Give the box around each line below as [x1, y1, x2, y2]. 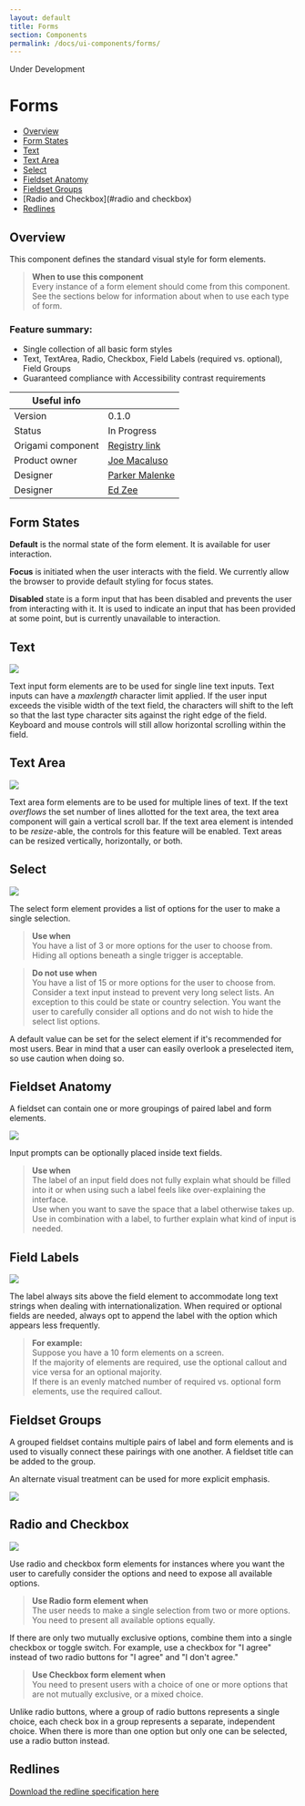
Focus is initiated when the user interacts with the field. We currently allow [9, 566, 290, 577]
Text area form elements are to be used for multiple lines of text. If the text [9, 796, 289, 807]
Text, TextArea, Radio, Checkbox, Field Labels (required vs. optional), [22, 353, 283, 364]
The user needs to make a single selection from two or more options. [31, 1605, 291, 1616]
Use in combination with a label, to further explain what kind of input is [31, 1213, 297, 1225]
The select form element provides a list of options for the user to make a [9, 903, 280, 913]
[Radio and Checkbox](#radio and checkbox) [22, 193, 192, 205]
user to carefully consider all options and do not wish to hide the [31, 1005, 274, 1016]
